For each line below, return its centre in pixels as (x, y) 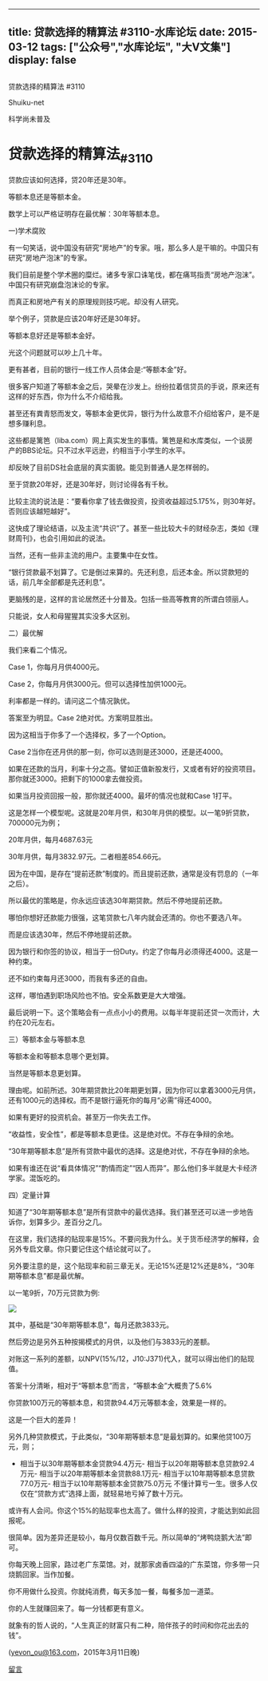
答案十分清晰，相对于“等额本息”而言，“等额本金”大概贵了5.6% (110, 1386)
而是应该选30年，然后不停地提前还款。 (72, 934)
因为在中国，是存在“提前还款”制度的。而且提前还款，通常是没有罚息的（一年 (134, 874)
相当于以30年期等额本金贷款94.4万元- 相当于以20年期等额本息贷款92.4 (137, 1464)
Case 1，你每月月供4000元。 (56, 667)
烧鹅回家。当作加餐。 (43, 1575)
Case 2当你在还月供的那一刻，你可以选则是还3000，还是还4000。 (118, 752)
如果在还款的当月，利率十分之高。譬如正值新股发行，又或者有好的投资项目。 (134, 769)
